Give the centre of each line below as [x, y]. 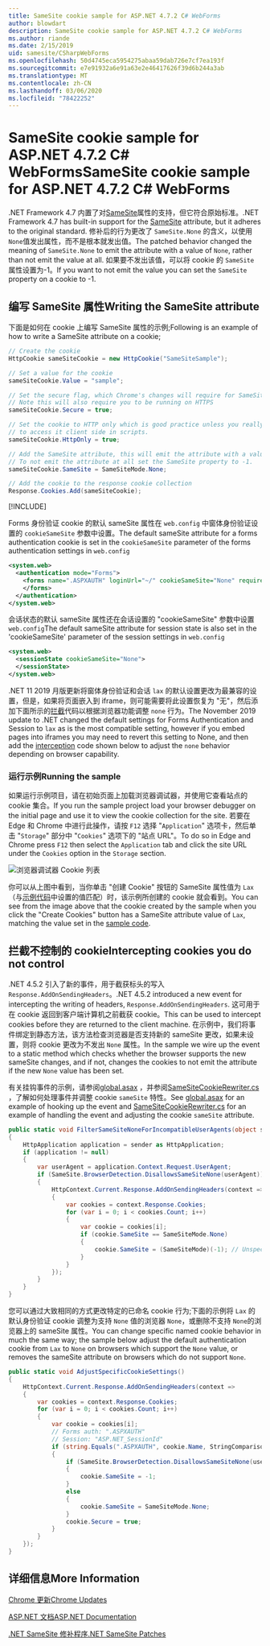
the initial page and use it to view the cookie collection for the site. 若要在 [129, 816]
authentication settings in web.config [69, 551]
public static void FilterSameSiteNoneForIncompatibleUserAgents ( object [133, 1129]
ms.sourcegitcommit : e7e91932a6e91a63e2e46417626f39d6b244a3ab [117, 68]
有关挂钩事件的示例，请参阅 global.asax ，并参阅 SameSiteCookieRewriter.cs [134, 1087]
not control [37, 964]
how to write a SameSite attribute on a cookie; [85, 336]
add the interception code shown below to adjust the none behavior [119, 745]
